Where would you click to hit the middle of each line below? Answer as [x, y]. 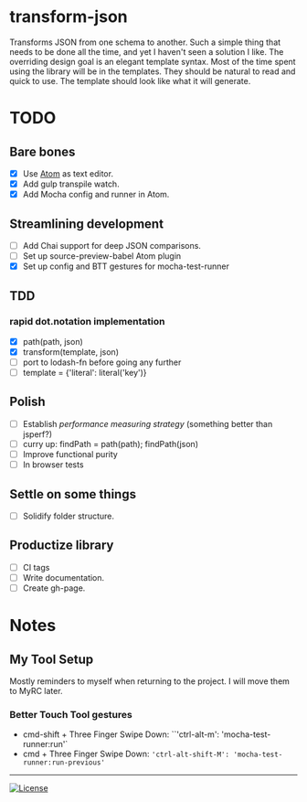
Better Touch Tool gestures [71, 714]
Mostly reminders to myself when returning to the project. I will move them [150, 681]
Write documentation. [64, 577]
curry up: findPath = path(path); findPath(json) [111, 444]
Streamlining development [87, 224]
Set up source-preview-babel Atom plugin [102, 256]
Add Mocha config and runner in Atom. [96, 195]
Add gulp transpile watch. [71, 184]
